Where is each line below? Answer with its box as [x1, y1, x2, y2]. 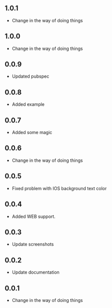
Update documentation [11, 269, 59, 275]
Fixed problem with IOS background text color [11, 185, 107, 191]
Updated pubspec [11, 73, 49, 80]
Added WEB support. [11, 213, 55, 219]
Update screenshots [11, 241, 54, 248]
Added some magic [11, 130, 52, 136]
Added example [11, 101, 45, 107]
